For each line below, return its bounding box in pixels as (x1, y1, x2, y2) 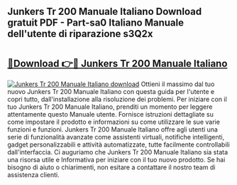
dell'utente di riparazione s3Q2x (7, 28, 153, 40)
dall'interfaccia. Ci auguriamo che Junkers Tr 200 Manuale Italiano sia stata (7, 148, 228, 156)
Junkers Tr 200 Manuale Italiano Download (7, 6, 202, 18)
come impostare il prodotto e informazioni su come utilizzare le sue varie (7, 117, 220, 126)
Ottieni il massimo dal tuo (140, 80, 215, 88)
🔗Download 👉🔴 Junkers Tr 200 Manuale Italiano (7, 57, 228, 70)
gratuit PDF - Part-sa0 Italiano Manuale (7, 17, 184, 29)
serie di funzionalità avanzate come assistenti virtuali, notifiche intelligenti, (7, 133, 225, 141)
